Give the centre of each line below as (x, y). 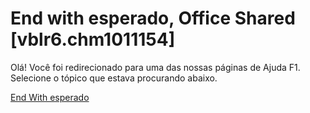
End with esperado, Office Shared (153, 18)
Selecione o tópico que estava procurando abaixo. (114, 78)
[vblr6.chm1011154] (93, 39)
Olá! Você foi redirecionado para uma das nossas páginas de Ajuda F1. (155, 67)
